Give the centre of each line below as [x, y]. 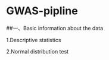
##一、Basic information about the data [55, 28]
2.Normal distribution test [38, 51]
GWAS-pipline [42, 11]
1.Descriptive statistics [34, 40]
